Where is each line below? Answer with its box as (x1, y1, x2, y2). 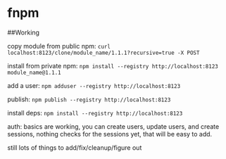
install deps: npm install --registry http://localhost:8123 (7, 108, 183, 117)
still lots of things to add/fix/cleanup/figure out (7, 143, 142, 152)
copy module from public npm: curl (7, 42, 111, 50)
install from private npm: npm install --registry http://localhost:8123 (7, 61, 218, 70)
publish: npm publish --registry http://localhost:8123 (7, 95, 171, 103)
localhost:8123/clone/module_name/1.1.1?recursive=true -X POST (7, 49, 200, 56)
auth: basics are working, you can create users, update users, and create (7, 122, 220, 131)
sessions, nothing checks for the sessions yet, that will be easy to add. (7, 129, 213, 138)
